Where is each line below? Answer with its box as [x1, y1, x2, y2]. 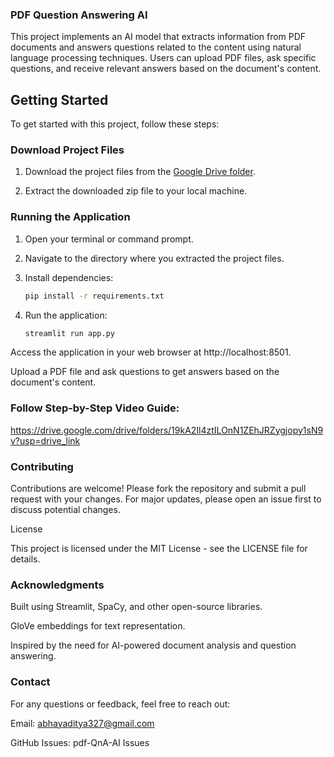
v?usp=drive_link [10, 434, 81, 447]
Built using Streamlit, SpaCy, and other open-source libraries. [10, 601, 263, 613]
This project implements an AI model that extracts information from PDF [10, 31, 307, 43]
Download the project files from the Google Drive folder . [24, 166, 256, 178]
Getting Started [10, 91, 109, 108]
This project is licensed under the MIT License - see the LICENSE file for [10, 543, 308, 555]
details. [10, 553, 41, 565]
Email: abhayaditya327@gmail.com [10, 717, 155, 729]
